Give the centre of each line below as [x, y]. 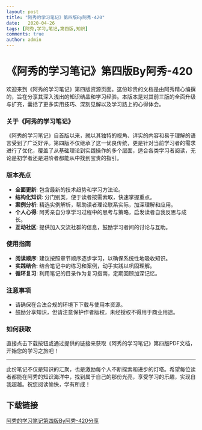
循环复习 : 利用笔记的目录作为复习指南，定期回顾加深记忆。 [87, 273]
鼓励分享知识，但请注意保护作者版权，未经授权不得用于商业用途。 [96, 312]
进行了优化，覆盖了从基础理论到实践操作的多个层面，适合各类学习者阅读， [98, 150]
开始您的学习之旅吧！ [32, 351]
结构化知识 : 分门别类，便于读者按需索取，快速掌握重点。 [85, 197]
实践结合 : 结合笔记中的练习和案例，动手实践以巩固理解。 [85, 266]
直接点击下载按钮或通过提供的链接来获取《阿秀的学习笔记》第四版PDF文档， [101, 343]
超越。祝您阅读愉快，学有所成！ [51, 384]
